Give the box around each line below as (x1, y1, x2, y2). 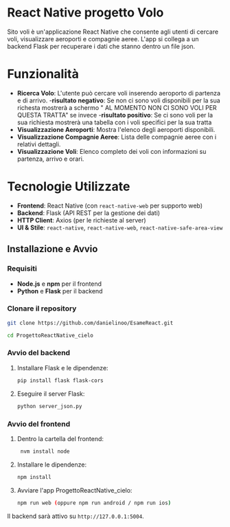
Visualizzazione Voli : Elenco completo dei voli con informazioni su (16, 147, 207, 155)
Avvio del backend (7, 348, 71, 358)
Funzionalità (7, 67, 79, 82)
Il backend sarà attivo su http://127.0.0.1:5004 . (7, 512, 144, 520)
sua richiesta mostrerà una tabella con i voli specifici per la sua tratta (16, 118, 212, 126)
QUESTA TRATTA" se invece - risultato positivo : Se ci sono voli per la (16, 111, 214, 119)
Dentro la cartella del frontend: (16, 434, 104, 442)
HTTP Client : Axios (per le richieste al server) (16, 216, 146, 224)
